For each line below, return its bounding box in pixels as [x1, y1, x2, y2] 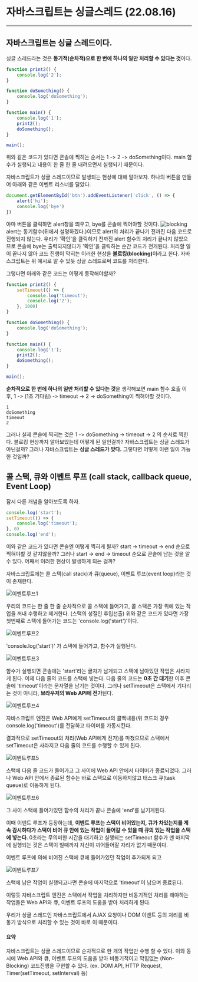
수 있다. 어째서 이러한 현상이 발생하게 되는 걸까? [6, 558, 116, 565]
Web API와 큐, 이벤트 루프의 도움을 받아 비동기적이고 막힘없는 [16, 955, 159, 962]
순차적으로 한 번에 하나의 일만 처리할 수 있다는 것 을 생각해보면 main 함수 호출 [6, 385, 181, 392]
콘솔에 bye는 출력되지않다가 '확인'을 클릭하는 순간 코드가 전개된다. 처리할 [16, 242, 185, 249]
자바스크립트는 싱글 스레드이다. [6, 38, 113, 48]
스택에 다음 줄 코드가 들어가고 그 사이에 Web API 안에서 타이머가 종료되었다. [6, 767, 181, 774]
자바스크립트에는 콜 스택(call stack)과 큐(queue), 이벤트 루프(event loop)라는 [6, 570, 185, 578]
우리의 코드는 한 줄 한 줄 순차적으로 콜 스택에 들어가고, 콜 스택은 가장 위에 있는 [6, 602, 185, 610]
